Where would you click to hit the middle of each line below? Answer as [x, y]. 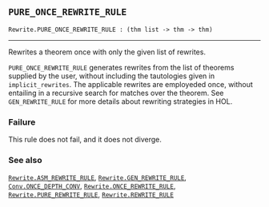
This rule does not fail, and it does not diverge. [85, 140]
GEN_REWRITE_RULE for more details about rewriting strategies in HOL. [120, 101]
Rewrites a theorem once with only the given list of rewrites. [107, 52]
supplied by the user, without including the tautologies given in [111, 76]
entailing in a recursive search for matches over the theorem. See [116, 93]
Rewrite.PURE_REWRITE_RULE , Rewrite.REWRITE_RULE [91, 194]
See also [25, 161]
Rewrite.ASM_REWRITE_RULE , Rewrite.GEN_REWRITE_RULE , [97, 177]
